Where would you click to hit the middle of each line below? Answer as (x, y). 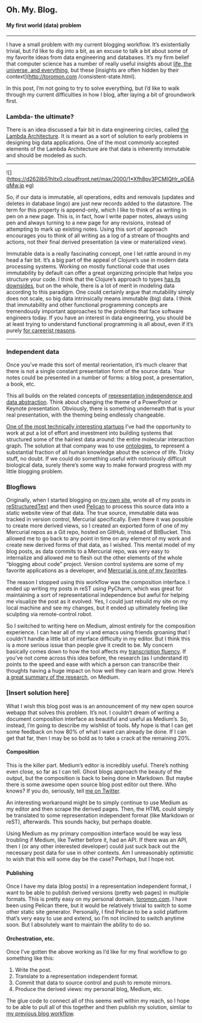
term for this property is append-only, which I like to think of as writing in (96, 210)
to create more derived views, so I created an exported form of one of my (97, 526)
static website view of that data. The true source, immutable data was (93, 513)
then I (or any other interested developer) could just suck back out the (93, 846)
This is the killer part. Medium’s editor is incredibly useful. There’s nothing (97, 765)
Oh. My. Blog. (32, 10)
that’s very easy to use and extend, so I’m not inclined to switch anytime (95, 918)
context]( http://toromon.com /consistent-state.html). (71, 76)
